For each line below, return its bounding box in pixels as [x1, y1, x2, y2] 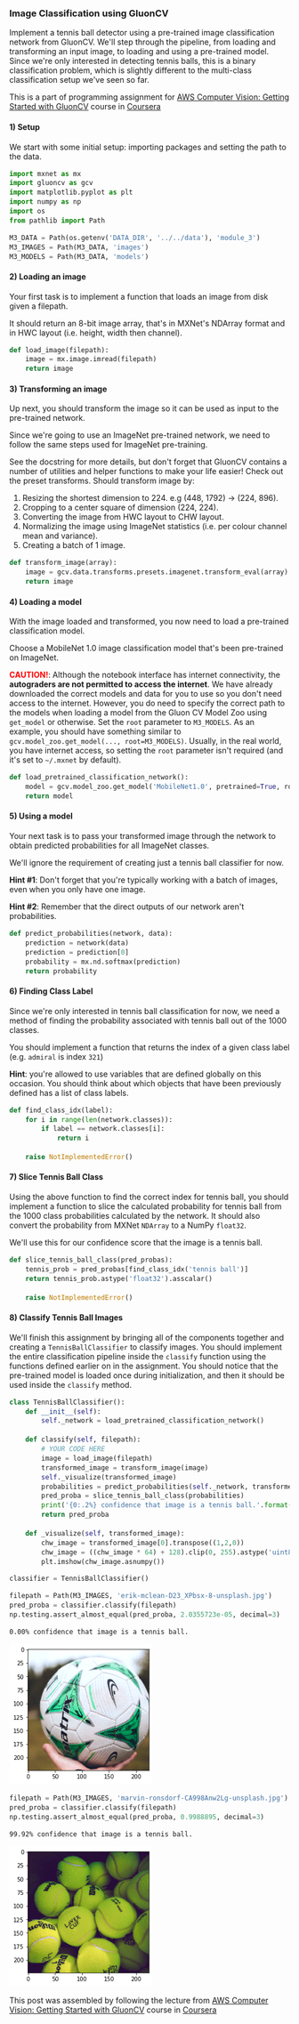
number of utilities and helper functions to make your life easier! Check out [9, 466, 284, 477]
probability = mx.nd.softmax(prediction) [25, 957, 181, 966]
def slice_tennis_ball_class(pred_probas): [9, 1255, 174, 1265]
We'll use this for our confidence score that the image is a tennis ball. [9, 1238, 263, 1248]
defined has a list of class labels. [9, 1087, 129, 1098]
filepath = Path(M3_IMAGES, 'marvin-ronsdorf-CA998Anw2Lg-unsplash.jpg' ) [9, 1794, 289, 1802]
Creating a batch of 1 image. [21, 540, 126, 551]
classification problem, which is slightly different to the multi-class [9, 65, 252, 76]
